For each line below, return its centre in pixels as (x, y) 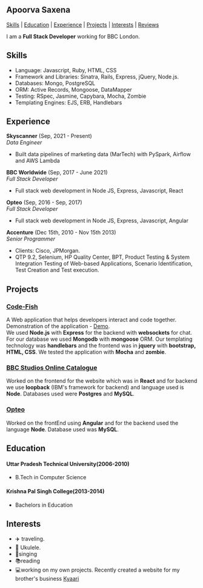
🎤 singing (26, 554)
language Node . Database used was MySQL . (63, 429)
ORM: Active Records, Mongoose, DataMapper (73, 89)
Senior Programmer (31, 239)
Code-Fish (22, 306)
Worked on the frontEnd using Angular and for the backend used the (92, 423)
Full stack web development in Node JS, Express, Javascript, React (99, 191)
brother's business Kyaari (47, 579)
